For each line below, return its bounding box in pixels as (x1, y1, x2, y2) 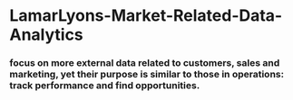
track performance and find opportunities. (9, 79, 200, 92)
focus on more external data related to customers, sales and (9, 57, 280, 69)
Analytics (9, 24, 83, 45)
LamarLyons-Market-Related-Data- (9, 5, 283, 26)
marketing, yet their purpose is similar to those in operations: (9, 68, 284, 81)
